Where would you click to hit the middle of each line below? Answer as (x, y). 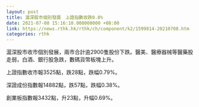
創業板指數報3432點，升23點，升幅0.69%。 (61, 98)
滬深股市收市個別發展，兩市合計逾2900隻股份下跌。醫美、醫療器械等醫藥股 (100, 52)
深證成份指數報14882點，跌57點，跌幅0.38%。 (65, 85)
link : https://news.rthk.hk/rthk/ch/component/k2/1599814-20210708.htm (98, 29)
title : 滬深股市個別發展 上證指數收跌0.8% (55, 17)
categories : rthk (28, 34)
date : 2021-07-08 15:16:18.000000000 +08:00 (63, 23)
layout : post (23, 12)
